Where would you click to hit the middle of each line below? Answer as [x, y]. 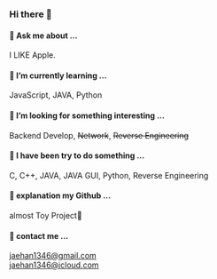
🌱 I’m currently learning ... [58, 76]
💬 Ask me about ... [43, 36]
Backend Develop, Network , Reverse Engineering [99, 135]
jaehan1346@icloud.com [54, 265]
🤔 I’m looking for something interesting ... [87, 116]
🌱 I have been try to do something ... [77, 155]
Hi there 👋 [31, 14]
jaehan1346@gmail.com [53, 256]
